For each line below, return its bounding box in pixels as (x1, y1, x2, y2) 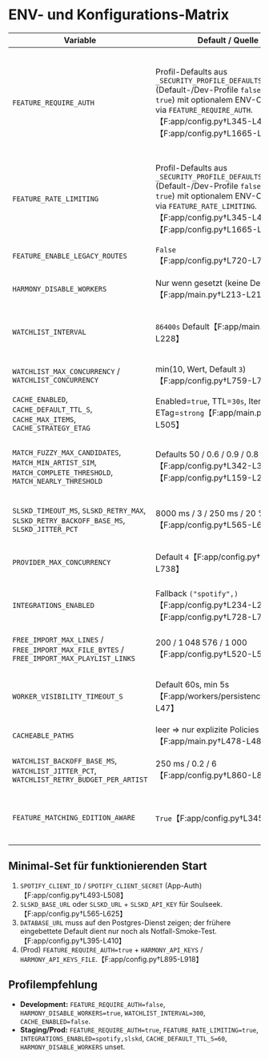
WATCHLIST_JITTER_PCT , (12, 765, 97, 776)
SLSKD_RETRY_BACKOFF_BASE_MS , (12, 514, 126, 525)
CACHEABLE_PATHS (12, 731, 74, 740)
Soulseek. (190, 899, 223, 908)
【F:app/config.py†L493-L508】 (19, 890, 128, 900)
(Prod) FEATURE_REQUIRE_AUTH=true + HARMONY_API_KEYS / (19, 944, 203, 954)
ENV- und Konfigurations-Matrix (8, 6, 230, 24)
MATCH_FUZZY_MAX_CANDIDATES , (12, 446, 122, 457)
